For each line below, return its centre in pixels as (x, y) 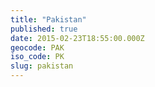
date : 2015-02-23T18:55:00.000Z (77, 38)
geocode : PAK (37, 47)
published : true (44, 29)
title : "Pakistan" (48, 19)
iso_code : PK (37, 57)
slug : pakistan (42, 66)
